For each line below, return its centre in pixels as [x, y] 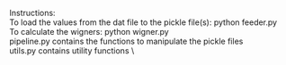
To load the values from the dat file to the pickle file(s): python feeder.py [143, 22]
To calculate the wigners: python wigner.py [89, 32]
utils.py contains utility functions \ [72, 51]
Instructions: [32, 13]
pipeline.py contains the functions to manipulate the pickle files [126, 41]
